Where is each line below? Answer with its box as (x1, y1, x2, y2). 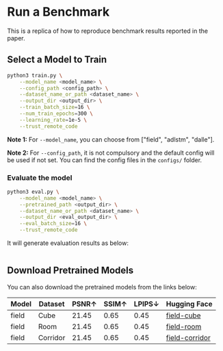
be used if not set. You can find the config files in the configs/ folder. (7, 155, 202, 164)
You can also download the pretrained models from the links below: (7, 283, 197, 291)
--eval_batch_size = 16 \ (19, 220, 88, 227)
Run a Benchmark (7, 4, 110, 20)
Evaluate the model (7, 172, 73, 182)
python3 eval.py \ (7, 188, 60, 195)
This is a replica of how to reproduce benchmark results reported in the (7, 27, 209, 35)
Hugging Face (166, 299, 213, 309)
